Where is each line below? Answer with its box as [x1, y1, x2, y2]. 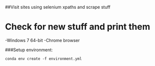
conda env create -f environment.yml [5, 56, 82, 61]
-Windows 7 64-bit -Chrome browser [5, 37, 80, 43]
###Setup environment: [5, 46, 53, 53]
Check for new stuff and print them [5, 22, 151, 32]
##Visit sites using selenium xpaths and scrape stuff [5, 4, 111, 10]
